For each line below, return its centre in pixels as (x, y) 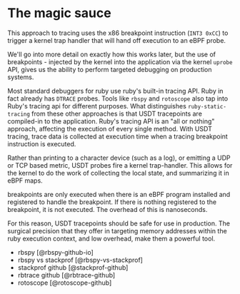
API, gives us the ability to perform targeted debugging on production (110, 69)
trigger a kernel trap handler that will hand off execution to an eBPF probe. (117, 40)
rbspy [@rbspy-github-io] (56, 252)
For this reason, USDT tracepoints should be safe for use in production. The (119, 223)
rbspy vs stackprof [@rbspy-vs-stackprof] (80, 260)
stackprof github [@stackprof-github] (73, 267)
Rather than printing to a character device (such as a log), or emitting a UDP (119, 158)
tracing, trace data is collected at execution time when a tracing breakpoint (118, 136)
